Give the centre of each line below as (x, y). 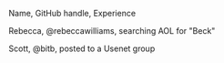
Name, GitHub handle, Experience (72, 13)
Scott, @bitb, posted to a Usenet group (82, 48)
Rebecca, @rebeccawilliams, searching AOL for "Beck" (112, 31)
